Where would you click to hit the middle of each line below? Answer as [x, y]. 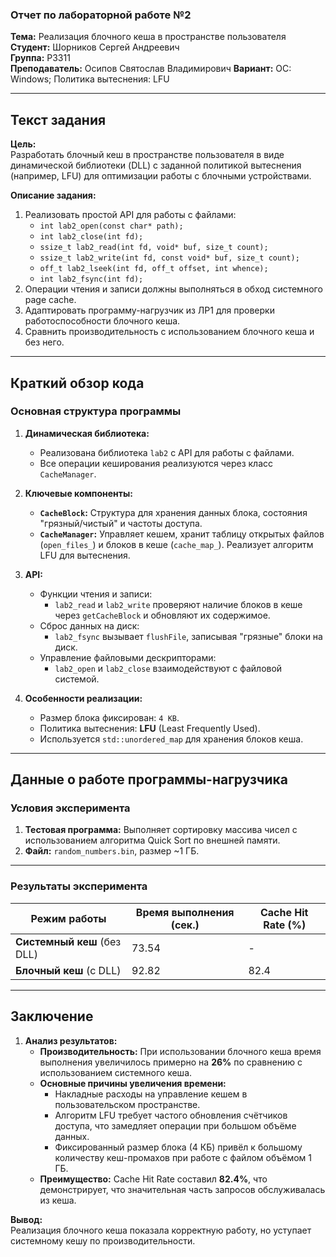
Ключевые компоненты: [78, 493]
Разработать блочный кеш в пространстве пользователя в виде [147, 155]
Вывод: [26, 1219]
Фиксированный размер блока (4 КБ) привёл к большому [178, 1147]
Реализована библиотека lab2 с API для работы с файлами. [167, 452]
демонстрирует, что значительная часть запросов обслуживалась [182, 1189]
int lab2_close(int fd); [91, 237]
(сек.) [185, 925]
